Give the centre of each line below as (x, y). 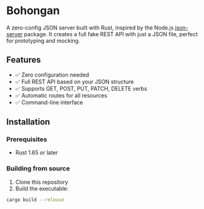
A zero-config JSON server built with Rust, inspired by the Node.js (90, 28)
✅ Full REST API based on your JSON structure (74, 82)
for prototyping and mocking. (43, 40)
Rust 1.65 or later (36, 153)
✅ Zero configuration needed (52, 75)
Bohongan (33, 11)
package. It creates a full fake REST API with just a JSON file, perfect (111, 34)
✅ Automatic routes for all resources (61, 95)
